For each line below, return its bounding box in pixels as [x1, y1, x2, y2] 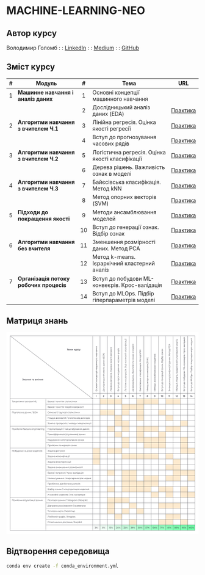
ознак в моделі [92, 170, 132, 177]
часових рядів [92, 140, 129, 147]
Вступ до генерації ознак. [92, 223, 159, 231]
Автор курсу [6, 28, 57, 38]
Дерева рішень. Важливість [92, 163, 165, 171]
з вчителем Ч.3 [18, 185, 59, 192]
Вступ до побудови [92, 275, 142, 282]
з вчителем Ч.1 [18, 125, 59, 132]
